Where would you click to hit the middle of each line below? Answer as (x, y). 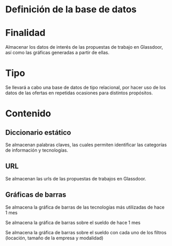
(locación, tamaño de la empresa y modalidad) (54, 238)
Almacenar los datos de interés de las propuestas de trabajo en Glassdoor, (84, 47)
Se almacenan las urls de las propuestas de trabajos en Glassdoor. (76, 178)
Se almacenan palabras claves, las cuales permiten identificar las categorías (86, 145)
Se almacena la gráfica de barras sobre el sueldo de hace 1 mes (73, 222)
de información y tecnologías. (37, 150)
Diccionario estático (38, 132)
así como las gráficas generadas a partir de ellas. (57, 53)
